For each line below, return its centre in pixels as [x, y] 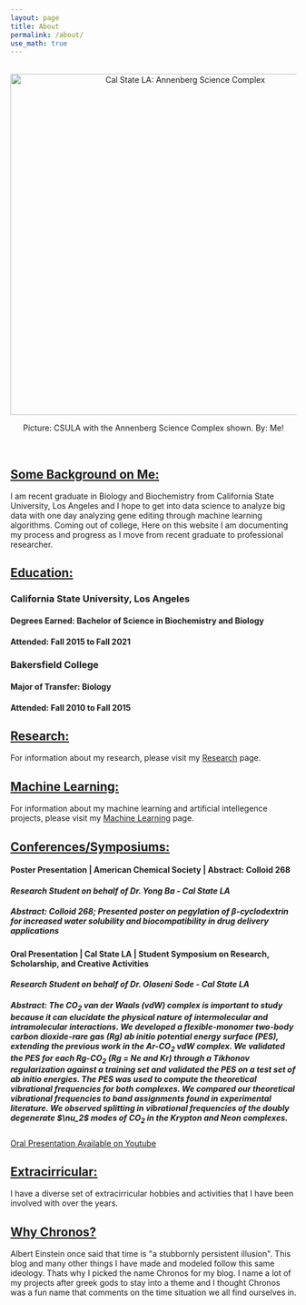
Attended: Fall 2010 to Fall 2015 [71, 707]
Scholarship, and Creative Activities [79, 963]
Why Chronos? [54, 1232]
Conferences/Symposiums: [90, 847]
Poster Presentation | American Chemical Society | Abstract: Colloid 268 [151, 870]
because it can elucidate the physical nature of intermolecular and [139, 1017]
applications [35, 931]
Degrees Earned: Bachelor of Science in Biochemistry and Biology [137, 621]
